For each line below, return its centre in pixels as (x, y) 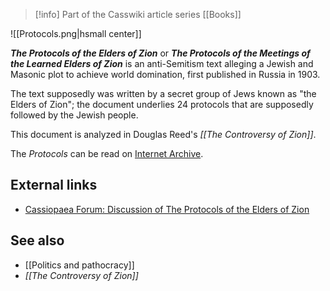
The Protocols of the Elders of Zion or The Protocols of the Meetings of (160, 53)
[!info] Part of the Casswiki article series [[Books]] (138, 14)
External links (54, 185)
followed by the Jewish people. (74, 115)
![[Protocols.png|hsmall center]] (76, 33)
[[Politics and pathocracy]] (79, 265)
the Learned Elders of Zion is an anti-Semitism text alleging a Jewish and (162, 63)
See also (37, 240)
